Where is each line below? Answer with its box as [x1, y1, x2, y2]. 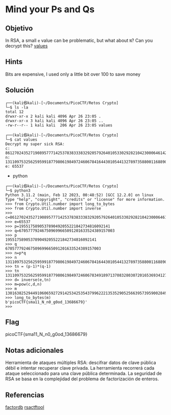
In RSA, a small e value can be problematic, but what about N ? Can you [5, 37, 153, 43]
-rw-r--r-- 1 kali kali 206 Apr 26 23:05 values [5, 122, 113, 128]
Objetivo [5, 24, 33, 33]
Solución [5, 86, 34, 95]
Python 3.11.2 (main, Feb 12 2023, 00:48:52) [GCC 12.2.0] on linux [5, 192, 154, 197]
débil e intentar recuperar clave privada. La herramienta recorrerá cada [5, 365, 155, 371]
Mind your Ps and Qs [5, 4, 95, 15]
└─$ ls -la [5, 105, 28, 110]
